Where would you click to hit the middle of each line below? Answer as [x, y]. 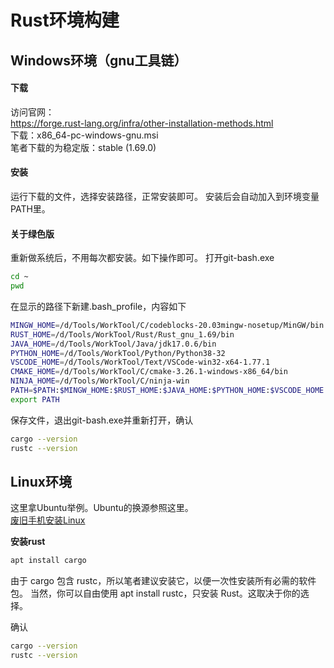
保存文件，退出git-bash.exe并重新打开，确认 [102, 420]
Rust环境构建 [65, 20]
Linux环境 [41, 481]
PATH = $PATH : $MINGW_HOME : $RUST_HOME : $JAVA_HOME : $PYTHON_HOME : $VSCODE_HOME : [169, 391]
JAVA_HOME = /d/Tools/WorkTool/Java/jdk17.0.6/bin [113, 344]
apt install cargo [48, 561]
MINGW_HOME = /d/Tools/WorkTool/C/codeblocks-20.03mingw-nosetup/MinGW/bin [167, 325]
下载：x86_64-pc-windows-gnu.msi [84, 135]
